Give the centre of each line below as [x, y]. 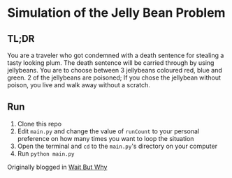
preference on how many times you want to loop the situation [106, 138]
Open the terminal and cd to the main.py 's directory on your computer [117, 146]
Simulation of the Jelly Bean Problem [116, 13]
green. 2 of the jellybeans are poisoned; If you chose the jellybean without [114, 77]
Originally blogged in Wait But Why [57, 167]
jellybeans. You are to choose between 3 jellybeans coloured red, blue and [115, 70]
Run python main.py [46, 153]
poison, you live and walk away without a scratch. [79, 85]
